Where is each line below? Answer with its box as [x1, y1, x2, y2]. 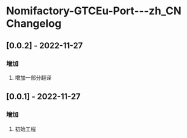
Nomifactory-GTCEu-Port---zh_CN [6, 4, 182, 18]
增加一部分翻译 [14, 74, 52, 81]
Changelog [6, 17, 62, 30]
